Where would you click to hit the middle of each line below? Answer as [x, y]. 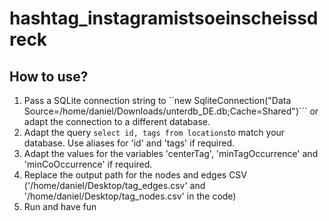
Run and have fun [60, 206]
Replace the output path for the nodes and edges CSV [135, 175]
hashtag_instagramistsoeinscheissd [164, 18]
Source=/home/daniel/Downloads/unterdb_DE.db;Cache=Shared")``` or [171, 111]
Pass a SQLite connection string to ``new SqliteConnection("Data [157, 100]
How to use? [49, 76]
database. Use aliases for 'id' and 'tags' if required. [129, 143]
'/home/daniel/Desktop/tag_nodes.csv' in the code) [130, 196]
